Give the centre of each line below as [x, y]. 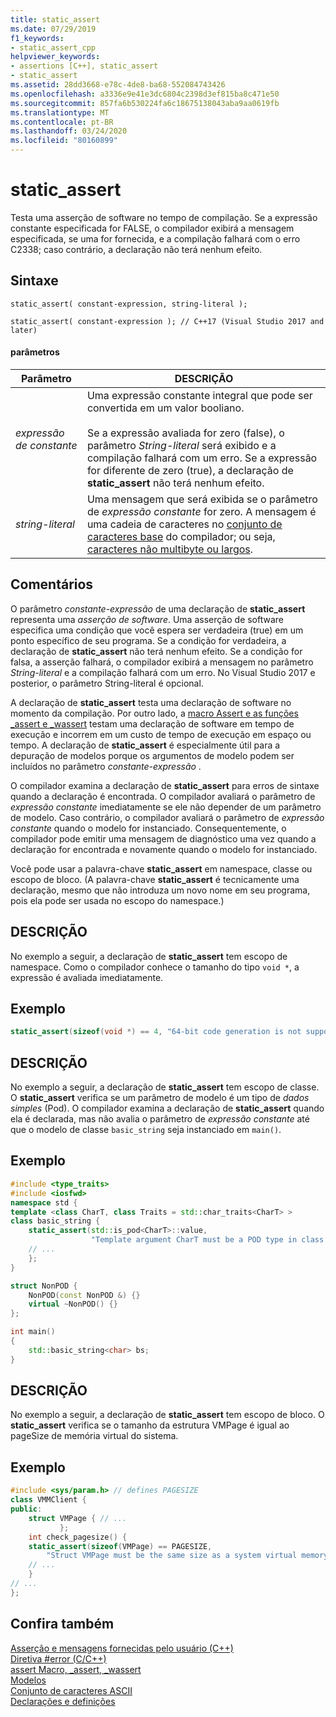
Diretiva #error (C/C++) [58, 1658]
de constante [46, 445]
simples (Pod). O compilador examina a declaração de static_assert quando [167, 1108]
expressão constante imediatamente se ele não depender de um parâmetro [166, 807]
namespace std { [44, 1202]
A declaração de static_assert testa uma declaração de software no [151, 702]
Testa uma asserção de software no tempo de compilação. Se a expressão [164, 217]
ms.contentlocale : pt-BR [62, 122]
